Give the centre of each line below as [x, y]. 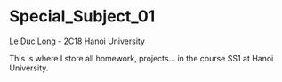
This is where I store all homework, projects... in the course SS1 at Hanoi [141, 58]
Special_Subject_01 [82, 16]
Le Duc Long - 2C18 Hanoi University [77, 41]
